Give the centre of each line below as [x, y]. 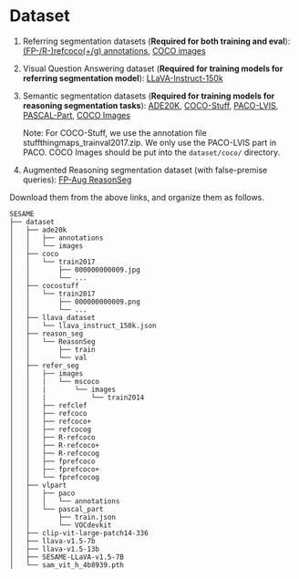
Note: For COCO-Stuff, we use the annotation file [114, 132]
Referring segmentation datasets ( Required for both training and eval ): [156, 41]
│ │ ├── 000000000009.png [75, 302]
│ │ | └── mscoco [55, 381]
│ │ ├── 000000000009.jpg [75, 270]
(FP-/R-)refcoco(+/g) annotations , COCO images [114, 50]
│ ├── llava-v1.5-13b [55, 549]
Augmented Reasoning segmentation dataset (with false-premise [145, 170]
